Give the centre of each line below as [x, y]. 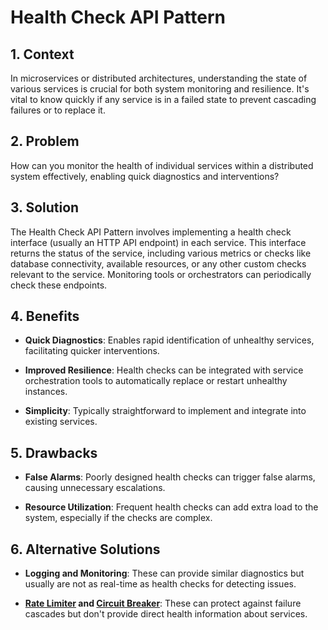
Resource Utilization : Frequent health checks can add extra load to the [171, 507]
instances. [46, 392]
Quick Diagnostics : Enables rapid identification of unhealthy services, [169, 340]
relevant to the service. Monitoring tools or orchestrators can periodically [161, 274]
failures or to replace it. [58, 110]
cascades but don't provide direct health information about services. [166, 614]
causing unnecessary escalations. [95, 488]
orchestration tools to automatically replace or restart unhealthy [156, 381]
